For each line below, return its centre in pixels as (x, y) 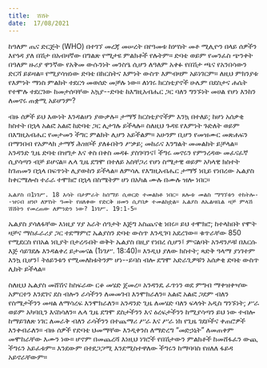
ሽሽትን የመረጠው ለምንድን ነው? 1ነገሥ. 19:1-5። (73, 208)
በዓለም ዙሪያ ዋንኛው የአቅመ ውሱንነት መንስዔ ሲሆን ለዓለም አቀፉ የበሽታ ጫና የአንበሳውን (128, 64)
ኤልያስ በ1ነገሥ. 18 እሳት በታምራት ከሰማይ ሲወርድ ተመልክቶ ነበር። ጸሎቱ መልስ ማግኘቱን (122, 194)
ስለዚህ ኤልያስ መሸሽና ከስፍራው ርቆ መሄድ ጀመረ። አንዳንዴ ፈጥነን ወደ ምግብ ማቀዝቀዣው (128, 285)
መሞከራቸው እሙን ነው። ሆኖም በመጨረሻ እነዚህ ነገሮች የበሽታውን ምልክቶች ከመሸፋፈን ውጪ (133, 338)
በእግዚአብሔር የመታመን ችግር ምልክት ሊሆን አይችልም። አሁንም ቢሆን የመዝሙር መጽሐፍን (128, 134)
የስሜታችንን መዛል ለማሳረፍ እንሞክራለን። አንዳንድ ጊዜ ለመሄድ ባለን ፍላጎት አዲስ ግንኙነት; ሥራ (134, 302)
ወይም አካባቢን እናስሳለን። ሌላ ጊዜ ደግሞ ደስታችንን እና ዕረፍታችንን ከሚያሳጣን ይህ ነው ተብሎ (132, 311)
